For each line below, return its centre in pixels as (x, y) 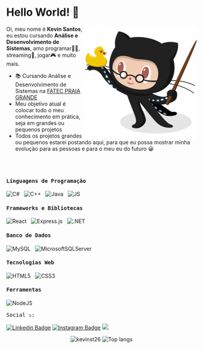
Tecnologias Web (30, 263)
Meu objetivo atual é (40, 104)
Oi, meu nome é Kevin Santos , (44, 29)
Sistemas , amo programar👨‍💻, (43, 48)
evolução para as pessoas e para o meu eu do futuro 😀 (84, 149)
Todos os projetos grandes (48, 136)
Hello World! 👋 (43, 12)
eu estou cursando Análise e (42, 35)
